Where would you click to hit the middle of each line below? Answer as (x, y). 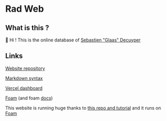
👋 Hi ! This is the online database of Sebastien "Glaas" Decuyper (73, 40)
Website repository (25, 68)
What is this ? (27, 28)
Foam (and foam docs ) (29, 98)
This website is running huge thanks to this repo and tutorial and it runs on (83, 108)
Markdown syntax (24, 78)
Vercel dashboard (24, 88)
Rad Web (25, 9)
